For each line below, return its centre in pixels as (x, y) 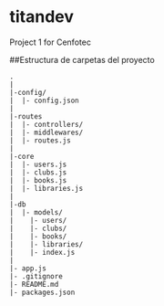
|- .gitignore (36, 276)
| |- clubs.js (38, 172)
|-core (22, 156)
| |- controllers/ (46, 124)
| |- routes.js (40, 140)
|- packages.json (42, 292)
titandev (42, 17)
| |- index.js (42, 252)
